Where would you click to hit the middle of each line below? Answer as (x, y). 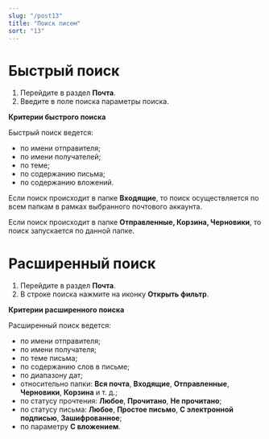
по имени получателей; (60, 157)
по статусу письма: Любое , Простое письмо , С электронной (126, 410)
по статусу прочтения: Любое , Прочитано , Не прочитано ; (121, 401)
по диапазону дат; (51, 375)
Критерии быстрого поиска (57, 117)
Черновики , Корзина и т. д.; (69, 392)
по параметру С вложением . (70, 427)
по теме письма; (49, 358)
